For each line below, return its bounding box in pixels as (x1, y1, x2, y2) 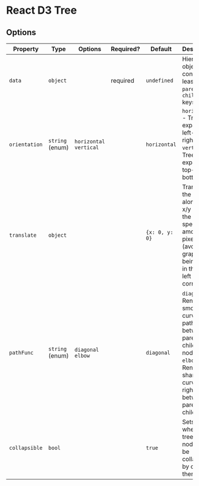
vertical (74, 144, 99, 150)
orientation (9, 141, 43, 148)
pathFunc (9, 349, 34, 356)
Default (150, 45, 172, 53)
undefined (146, 77, 174, 84)
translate (9, 232, 37, 239)
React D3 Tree (6, 4, 77, 17)
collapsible (9, 444, 43, 451)
